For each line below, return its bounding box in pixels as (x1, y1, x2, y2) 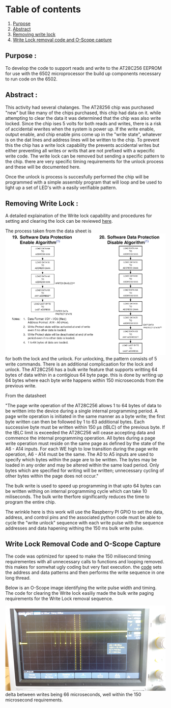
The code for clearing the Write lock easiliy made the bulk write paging (5, 590, 154, 596)
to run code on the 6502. (5, 75, 58, 82)
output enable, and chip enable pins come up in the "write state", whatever (5, 131, 162, 137)
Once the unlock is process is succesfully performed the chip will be (5, 173, 149, 179)
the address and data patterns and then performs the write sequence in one (5, 569, 164, 575)
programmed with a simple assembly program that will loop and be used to (5, 179, 162, 185)
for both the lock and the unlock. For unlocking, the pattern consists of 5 (5, 355, 157, 361)
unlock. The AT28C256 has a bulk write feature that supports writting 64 (5, 366, 158, 373)
